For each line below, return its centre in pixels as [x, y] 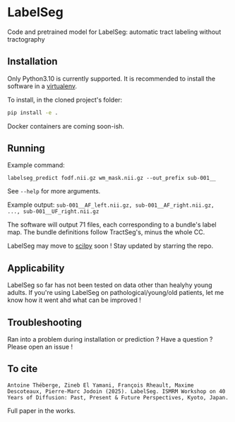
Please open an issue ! [40, 347]
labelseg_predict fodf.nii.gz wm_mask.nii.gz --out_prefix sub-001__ [112, 178]
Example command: [36, 165]
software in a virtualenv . [42, 86]
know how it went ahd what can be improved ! [74, 300]
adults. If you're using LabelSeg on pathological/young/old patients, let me [116, 293]
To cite [23, 369]
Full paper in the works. [42, 411]
